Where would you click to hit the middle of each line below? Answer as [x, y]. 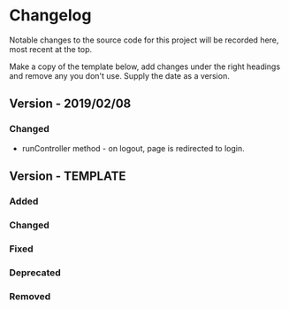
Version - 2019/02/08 [70, 104]
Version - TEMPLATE [68, 177]
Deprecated [35, 273]
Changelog [50, 15]
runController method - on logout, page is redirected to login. [133, 148]
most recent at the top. [51, 49]
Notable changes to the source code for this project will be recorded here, [144, 40]
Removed [30, 296]
